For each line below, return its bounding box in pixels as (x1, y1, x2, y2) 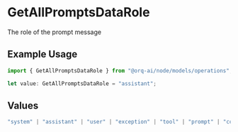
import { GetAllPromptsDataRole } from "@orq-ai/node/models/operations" (7, 67, 230, 75)
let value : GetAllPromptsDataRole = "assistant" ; (7, 79, 157, 87)
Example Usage (7, 48, 78, 60)
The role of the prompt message (7, 28, 101, 36)
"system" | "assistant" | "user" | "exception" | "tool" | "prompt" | (7, 119, 220, 126)
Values (7, 99, 39, 111)
